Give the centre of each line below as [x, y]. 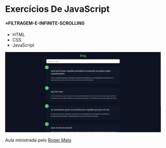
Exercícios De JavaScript [57, 9]
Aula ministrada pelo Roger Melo [38, 140]
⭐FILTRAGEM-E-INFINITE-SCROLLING [45, 23]
